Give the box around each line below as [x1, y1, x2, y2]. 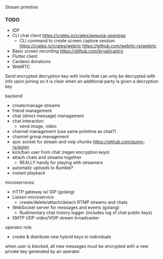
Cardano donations [12, 59, 51, 65]
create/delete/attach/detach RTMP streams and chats [19, 199, 128, 205]
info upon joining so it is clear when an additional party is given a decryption [5, 78, 159, 85]
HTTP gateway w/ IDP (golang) [12, 189, 75, 195]
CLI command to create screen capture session [19, 38, 115, 43]
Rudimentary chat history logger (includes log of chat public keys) [19, 210, 153, 216]
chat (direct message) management [12, 113, 84, 119]
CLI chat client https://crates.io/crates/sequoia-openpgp [12, 33, 126, 39]
